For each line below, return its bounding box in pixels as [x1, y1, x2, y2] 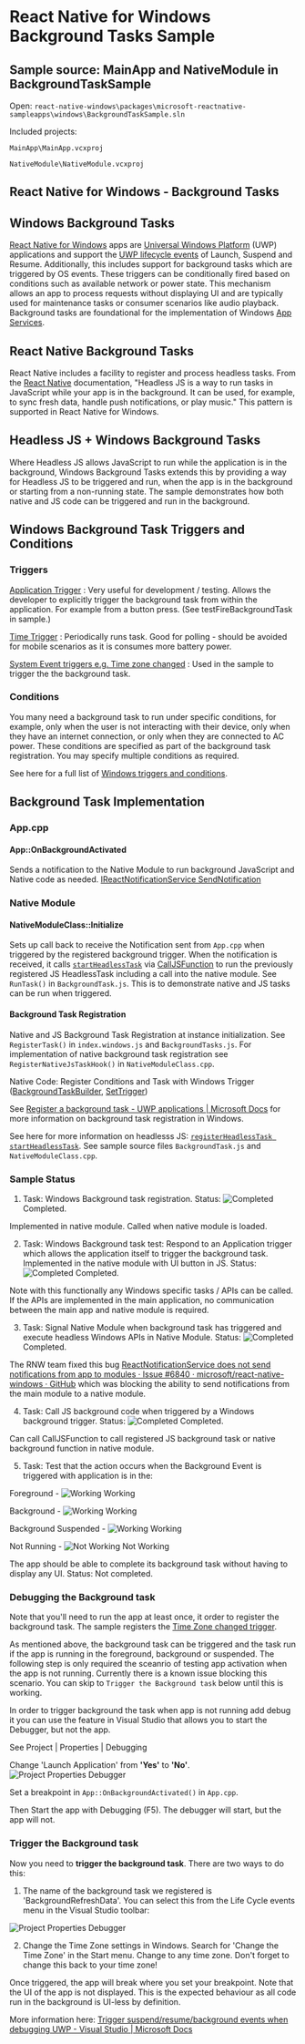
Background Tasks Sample [9, 26, 216, 46]
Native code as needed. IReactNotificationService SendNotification [9, 874, 261, 885]
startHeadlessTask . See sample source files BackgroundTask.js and [9, 1140, 261, 1151]
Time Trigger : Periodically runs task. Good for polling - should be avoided [9, 631, 288, 642]
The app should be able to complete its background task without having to [9, 1558, 289, 1569]
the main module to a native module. [9, 1388, 147, 1399]
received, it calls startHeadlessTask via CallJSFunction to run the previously [9, 959, 294, 970]
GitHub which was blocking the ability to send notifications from [49, 1378, 290, 1389]
